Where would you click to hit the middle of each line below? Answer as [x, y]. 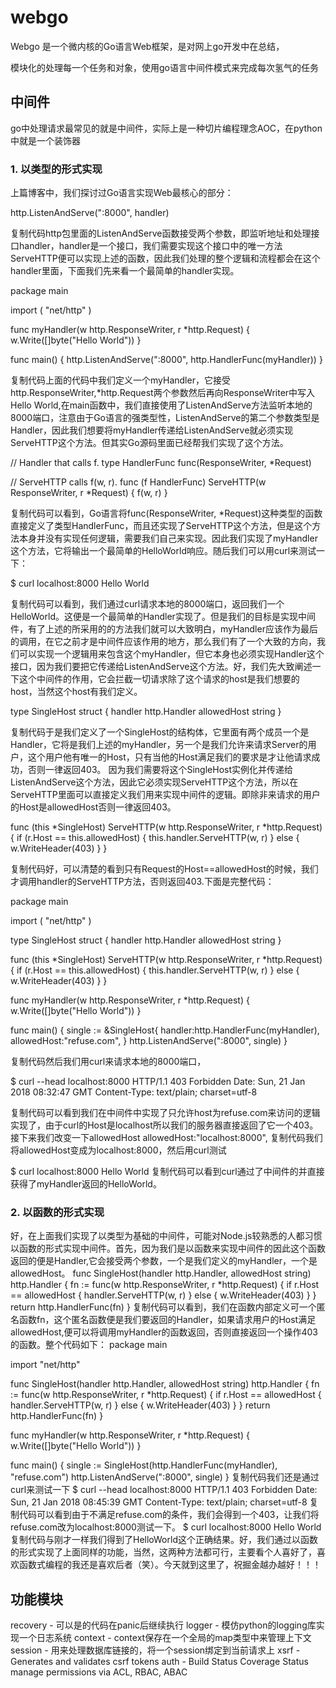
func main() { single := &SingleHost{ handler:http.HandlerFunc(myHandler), [165, 1030]
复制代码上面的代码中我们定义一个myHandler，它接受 [120, 380]
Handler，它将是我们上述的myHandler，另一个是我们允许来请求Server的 [159, 745]
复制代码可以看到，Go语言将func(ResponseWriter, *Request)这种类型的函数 [166, 513]
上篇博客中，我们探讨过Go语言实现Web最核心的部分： [122, 193]
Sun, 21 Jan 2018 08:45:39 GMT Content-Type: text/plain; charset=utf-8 [159, 1502]
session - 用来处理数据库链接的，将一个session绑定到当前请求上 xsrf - [155, 1650]
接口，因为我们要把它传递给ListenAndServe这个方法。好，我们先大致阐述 [161, 667]
